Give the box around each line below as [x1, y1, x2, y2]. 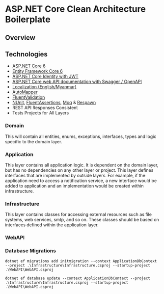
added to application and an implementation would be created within [5, 183, 144, 188]
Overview [5, 33, 36, 42]
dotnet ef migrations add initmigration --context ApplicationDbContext [5, 259, 157, 264]
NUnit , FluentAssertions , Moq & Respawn [12, 100, 96, 106]
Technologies [5, 50, 48, 58]
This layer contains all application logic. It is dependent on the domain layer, [5, 162, 159, 168]
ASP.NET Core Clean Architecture [5, 3, 146, 15]
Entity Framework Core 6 [12, 68, 63, 74]
